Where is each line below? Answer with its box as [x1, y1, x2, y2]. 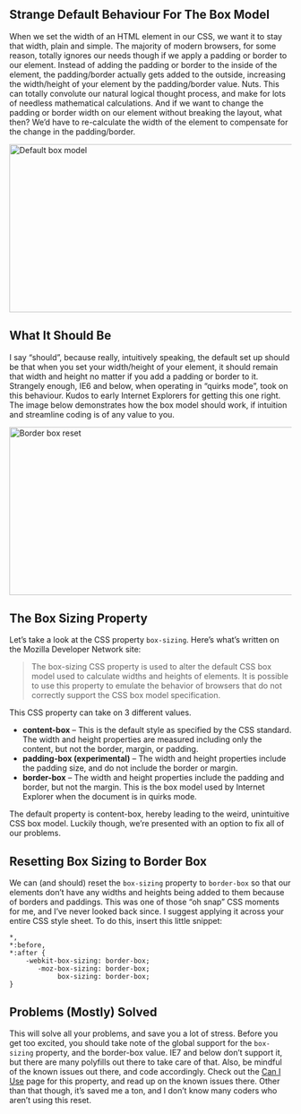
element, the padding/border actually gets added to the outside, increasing [9, 69, 287, 80]
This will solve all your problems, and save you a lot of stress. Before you [9, 1028, 279, 1039]
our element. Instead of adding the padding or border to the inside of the [9, 59, 278, 70]
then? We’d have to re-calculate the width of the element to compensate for [9, 117, 288, 127]
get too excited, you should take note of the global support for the [9, 1038, 253, 1049]
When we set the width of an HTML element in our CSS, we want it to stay [9, 30, 282, 41]
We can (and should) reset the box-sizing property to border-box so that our [9, 877, 291, 888]
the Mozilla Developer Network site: [9, 644, 142, 655]
